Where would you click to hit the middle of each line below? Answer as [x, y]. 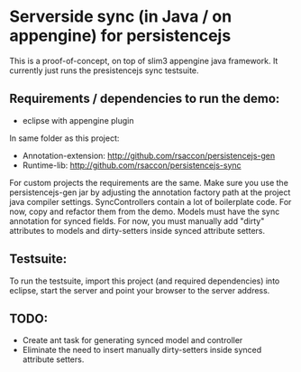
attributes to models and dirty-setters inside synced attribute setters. [137, 230]
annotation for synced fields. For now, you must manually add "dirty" [137, 221]
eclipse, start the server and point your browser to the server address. [140, 290]
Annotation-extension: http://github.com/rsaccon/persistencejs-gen [149, 155]
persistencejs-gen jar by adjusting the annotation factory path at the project [150, 192]
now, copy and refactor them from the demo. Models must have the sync [145, 211]
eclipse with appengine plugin [78, 120]
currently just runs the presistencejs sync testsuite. [105, 70]
